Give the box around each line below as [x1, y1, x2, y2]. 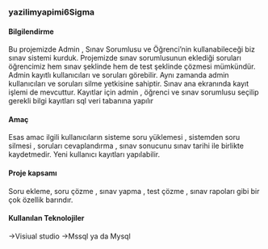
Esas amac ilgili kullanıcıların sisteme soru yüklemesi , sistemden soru [8, 133, 241, 142]
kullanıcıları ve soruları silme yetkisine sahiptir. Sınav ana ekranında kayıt [8, 79, 249, 89]
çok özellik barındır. [8, 195, 73, 205]
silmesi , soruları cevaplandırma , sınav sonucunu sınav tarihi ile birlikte [8, 141, 245, 151]
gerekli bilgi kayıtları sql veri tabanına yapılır [8, 96, 154, 106]
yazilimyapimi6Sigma [8, 6, 95, 18]
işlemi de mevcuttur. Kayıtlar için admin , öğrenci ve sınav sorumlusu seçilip [8, 87, 260, 97]
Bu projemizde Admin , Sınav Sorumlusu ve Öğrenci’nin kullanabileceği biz [8, 44, 256, 54]
